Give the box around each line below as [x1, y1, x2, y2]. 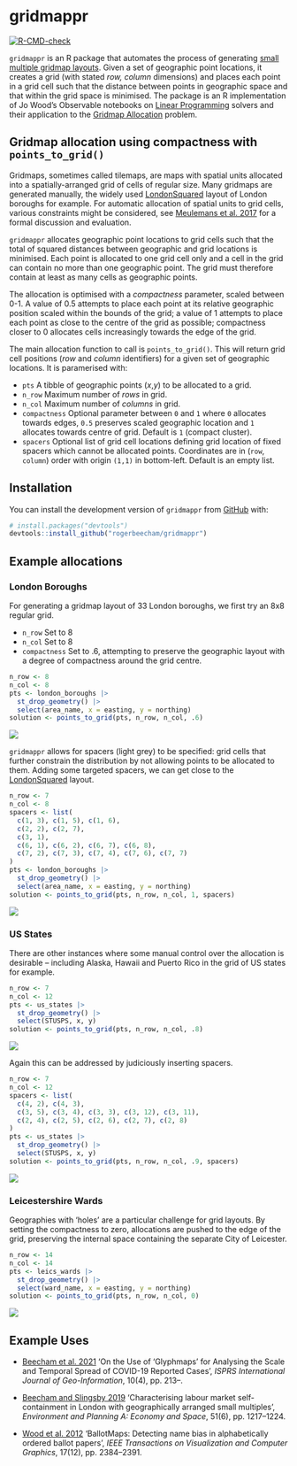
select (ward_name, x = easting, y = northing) [17, 1284, 192, 1292]
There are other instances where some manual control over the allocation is [9, 947, 285, 958]
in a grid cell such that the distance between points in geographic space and [9, 81, 288, 91]
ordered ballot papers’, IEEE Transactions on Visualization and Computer [21, 1438, 288, 1448]
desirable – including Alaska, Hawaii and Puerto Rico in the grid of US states [9, 957, 286, 968]
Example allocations [9, 553, 123, 568]
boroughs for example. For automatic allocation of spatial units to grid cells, [9, 197, 285, 209]
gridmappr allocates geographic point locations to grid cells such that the [9, 234, 274, 244]
